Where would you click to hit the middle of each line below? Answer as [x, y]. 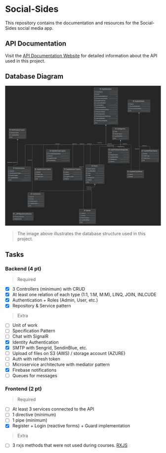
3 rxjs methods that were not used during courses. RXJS [70, 445]
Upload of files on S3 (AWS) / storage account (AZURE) [69, 353]
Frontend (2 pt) [23, 389]
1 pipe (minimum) [30, 420]
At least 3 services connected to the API [53, 409]
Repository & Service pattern [42, 306]
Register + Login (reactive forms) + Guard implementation [71, 426]
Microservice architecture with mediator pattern [61, 364]
